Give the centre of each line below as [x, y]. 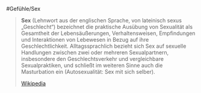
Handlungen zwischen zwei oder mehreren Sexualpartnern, [95, 53]
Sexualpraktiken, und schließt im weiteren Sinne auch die [92, 65]
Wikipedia [33, 83]
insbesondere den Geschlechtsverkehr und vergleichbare [92, 59]
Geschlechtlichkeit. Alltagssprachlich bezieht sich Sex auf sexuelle [104, 46]
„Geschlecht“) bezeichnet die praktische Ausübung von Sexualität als [107, 27]
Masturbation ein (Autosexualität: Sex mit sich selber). [88, 72]
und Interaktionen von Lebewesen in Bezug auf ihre [85, 40]
